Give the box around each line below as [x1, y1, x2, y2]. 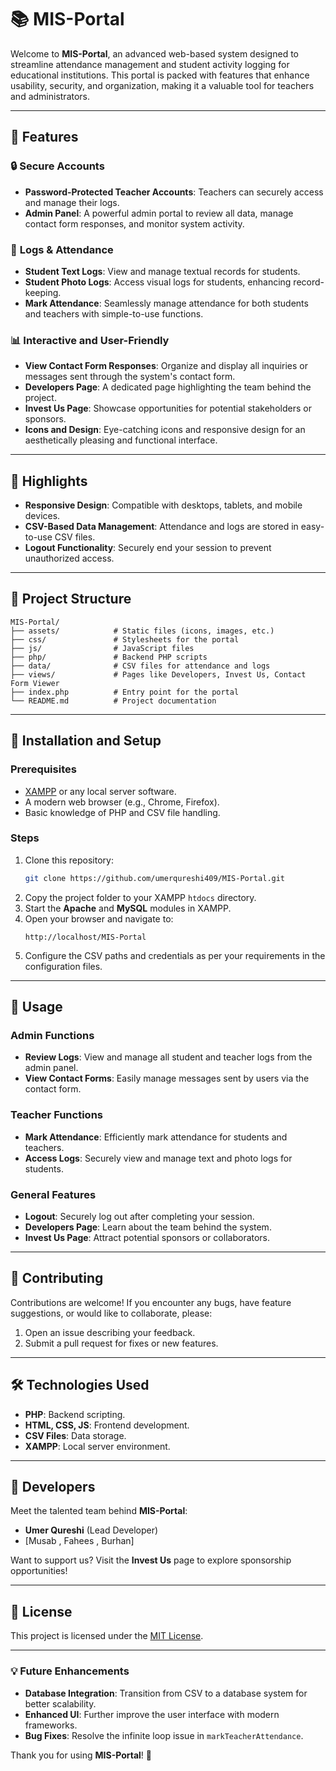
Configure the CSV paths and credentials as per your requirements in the [24, 949, 326, 961]
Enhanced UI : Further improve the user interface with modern [24, 1708, 280, 1720]
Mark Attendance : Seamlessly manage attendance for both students [24, 297, 309, 309]
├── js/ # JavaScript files [10, 643, 195, 653]
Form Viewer [10, 678, 60, 688]
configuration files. [24, 960, 103, 972]
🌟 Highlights [10, 472, 88, 490]
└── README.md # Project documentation [10, 696, 217, 706]
